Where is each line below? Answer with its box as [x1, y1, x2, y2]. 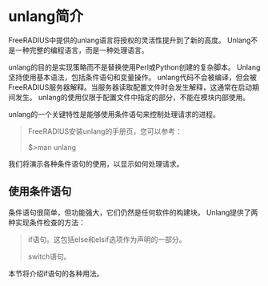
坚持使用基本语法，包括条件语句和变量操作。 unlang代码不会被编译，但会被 [8, 72, 258, 82]
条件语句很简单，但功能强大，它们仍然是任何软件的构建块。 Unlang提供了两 [8, 207, 258, 217]
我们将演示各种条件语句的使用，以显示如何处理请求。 [8, 159, 184, 168]
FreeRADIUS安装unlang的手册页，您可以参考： [27, 126, 182, 136]
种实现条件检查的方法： [8, 217, 86, 227]
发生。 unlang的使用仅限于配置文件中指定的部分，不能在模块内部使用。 [14, 92, 250, 102]
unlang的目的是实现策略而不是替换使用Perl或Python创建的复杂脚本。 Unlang [8, 62, 261, 72]
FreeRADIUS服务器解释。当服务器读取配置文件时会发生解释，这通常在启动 [8, 82, 253, 92]
